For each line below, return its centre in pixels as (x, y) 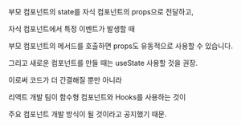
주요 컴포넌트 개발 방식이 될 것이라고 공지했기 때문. (88, 114)
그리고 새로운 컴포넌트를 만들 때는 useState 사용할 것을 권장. (103, 63)
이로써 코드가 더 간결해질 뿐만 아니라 (65, 80)
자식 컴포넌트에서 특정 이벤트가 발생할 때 (71, 29)
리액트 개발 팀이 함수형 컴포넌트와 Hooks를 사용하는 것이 (97, 97)
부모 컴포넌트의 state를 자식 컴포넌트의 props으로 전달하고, (101, 12)
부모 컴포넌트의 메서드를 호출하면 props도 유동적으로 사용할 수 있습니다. (121, 46)
